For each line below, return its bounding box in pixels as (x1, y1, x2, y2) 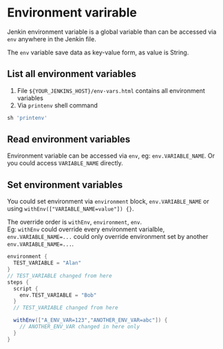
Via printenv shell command (17, 101, 98, 109)
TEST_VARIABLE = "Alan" (13, 260, 81, 266)
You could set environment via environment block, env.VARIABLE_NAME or (7, 198, 210, 206)
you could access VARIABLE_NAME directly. (7, 159, 124, 167)
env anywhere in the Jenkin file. (7, 34, 96, 43)
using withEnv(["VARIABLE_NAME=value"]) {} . (7, 204, 134, 213)
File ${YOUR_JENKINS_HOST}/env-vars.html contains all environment (17, 86, 205, 94)
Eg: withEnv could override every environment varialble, (7, 225, 165, 233)
